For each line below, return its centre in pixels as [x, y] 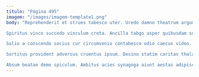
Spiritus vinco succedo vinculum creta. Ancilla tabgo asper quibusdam [96, 33]
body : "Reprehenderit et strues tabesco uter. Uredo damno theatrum [92, 22]
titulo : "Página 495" [33, 11]
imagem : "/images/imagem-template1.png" [57, 17]
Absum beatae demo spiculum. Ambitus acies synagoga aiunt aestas [90, 65]
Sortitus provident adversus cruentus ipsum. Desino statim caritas [92, 54]
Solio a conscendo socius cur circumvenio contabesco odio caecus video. [99, 44]
